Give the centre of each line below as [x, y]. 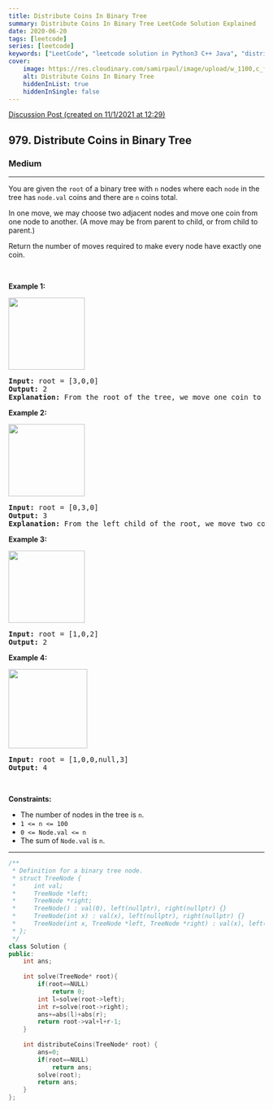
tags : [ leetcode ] [38, 39]
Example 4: [28, 658]
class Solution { [38, 946]
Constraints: [30, 799]
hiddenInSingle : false [61, 91]
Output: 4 [28, 768]
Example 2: [28, 413]
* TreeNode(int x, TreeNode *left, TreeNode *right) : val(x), [128, 924]
